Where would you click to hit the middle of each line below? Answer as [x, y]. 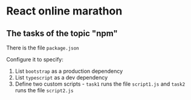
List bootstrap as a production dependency [69, 71]
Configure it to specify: [35, 59]
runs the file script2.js [44, 90]
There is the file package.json [43, 48]
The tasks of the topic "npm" [62, 33]
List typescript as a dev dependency [61, 77]
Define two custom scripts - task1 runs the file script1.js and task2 [100, 84]
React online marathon [64, 11]
